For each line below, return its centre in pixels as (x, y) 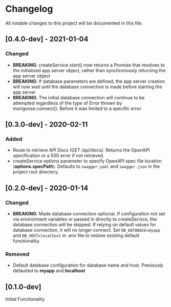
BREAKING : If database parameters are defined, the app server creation (89, 81)
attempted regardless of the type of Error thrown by (67, 103)
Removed (17, 254)
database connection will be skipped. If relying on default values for (84, 225)
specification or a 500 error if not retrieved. (58, 156)
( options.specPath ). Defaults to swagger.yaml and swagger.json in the (86, 166)
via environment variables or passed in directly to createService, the (85, 219)
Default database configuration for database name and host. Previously (88, 265)
